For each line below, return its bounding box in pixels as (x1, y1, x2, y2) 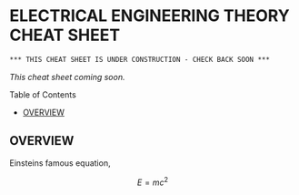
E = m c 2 (136, 175, 169, 188)
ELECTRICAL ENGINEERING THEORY (9, 5, 290, 26)
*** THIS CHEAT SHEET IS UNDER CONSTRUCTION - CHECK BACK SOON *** (9, 55, 271, 64)
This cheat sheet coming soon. (9, 71, 125, 82)
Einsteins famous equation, (9, 157, 111, 169)
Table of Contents (9, 88, 77, 100)
